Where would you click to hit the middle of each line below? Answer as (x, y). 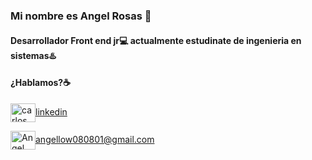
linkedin (51, 111)
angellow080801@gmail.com (95, 139)
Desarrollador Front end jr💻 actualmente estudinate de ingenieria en (156, 40)
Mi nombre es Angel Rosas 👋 (81, 16)
